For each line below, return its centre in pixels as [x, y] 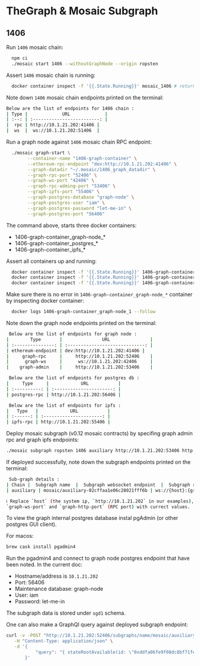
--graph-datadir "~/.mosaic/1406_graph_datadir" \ [92, 169]
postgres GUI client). [32, 524]
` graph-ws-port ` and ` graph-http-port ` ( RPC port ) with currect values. [98, 507]
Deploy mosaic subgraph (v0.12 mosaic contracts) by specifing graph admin [99, 433]
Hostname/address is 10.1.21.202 [56, 576]
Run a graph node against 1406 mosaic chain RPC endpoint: [79, 142]
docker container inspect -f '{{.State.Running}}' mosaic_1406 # [94, 86]
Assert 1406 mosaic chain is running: [51, 75]
